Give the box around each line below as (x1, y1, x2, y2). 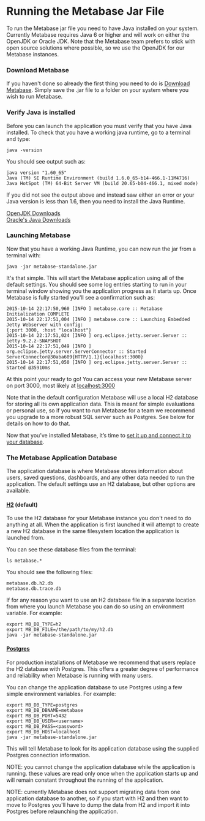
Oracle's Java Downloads (6, 216, 71, 223)
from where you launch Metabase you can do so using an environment (6, 603, 185, 610)
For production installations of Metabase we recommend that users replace (6, 659, 196, 666)
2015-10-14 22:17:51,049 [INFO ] (6, 343, 92, 349)
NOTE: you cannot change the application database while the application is (6, 763, 196, 770)
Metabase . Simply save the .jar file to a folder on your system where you (6, 86, 189, 94)
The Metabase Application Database (6, 453, 117, 462)
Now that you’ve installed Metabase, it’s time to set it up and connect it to (6, 431, 192, 439)
